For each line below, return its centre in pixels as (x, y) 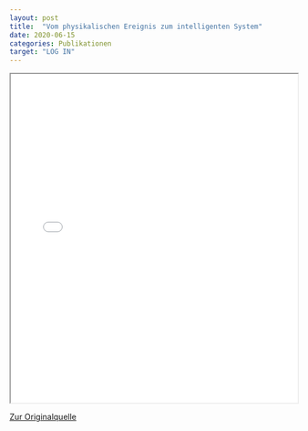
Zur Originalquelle (43, 417)
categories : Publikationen (61, 43)
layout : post (34, 18)
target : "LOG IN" (42, 52)
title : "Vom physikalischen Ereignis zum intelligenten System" (136, 26)
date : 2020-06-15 (42, 35)
